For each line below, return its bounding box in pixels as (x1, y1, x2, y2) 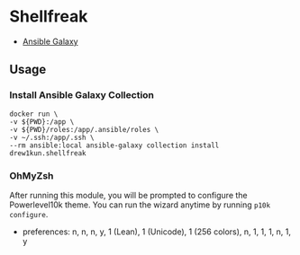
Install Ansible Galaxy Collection (9, 89, 155, 101)
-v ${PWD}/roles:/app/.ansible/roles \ (9, 125, 159, 134)
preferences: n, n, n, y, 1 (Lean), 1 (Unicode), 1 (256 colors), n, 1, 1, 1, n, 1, (22, 226, 291, 237)
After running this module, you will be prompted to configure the (9, 189, 248, 200)
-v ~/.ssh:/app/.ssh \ (9, 133, 95, 142)
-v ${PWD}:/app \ (9, 117, 75, 127)
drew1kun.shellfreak (9, 148, 87, 158)
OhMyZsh (9, 169, 54, 181)
